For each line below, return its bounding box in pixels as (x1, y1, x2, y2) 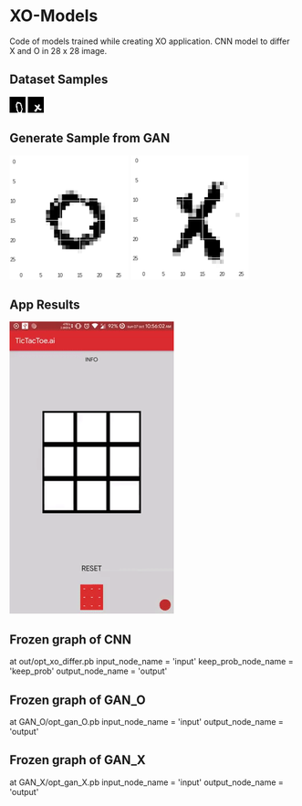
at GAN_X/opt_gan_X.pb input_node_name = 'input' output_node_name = (9, 777, 285, 788)
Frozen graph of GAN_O (9, 692, 146, 707)
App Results (9, 297, 80, 312)
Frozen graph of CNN (9, 632, 132, 647)
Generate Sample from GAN (9, 131, 171, 146)
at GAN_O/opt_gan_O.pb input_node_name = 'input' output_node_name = (9, 717, 285, 727)
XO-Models (9, 5, 99, 26)
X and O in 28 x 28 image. (9, 45, 108, 56)
